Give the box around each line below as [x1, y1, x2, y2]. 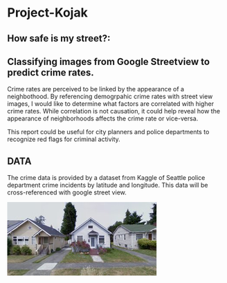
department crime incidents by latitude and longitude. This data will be [7, 181, 208, 190]
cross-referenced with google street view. [7, 188, 127, 197]
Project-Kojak [7, 5, 88, 21]
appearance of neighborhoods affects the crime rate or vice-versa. [7, 114, 199, 122]
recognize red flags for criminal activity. [7, 135, 121, 143]
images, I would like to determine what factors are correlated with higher [7, 100, 215, 108]
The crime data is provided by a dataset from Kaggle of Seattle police [7, 174, 206, 182]
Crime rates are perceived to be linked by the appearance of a [7, 85, 185, 93]
